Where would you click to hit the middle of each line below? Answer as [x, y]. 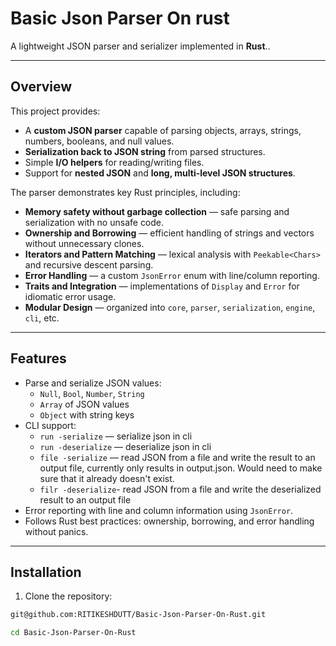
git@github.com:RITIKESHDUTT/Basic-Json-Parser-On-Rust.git [138, 615]
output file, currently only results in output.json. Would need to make [181, 468]
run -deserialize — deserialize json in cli [125, 446]
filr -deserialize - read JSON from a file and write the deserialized [180, 489]
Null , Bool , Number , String [92, 393]
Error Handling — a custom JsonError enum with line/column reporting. [172, 275]
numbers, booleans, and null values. [99, 141]
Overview [41, 87]
